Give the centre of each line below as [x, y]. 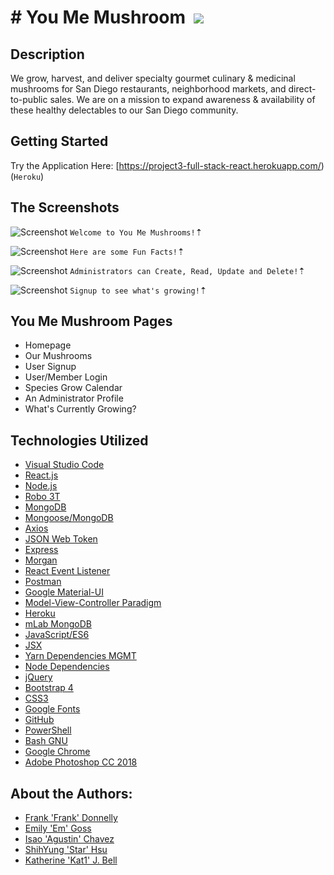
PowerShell [48, 730]
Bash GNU [46, 741]
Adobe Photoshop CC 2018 [81, 762]
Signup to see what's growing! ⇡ [138, 290]
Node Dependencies [67, 667]
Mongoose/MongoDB [69, 518]
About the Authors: [71, 793]
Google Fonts [52, 709]
